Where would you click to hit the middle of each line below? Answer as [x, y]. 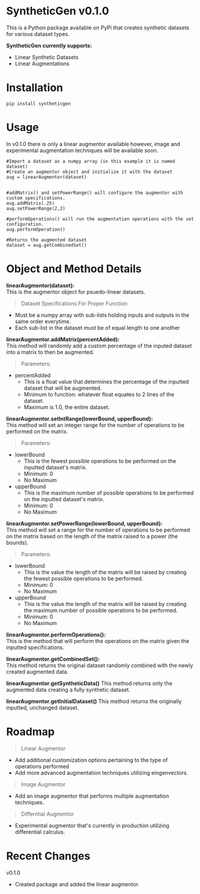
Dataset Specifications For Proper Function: [75, 303]
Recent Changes [49, 856]
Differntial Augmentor [48, 814]
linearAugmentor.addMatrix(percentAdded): [63, 339]
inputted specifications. [35, 647]
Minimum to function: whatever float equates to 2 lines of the [99, 394]
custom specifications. [36, 198]
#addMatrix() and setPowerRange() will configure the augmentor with [95, 193]
